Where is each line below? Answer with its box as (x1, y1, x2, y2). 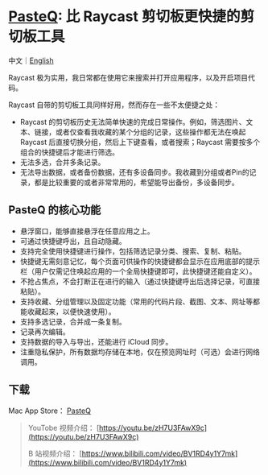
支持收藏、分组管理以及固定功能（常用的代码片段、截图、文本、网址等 (19, 296, 254, 306)
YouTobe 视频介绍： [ (27, 423, 100, 432)
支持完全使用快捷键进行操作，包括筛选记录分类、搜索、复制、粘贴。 (19, 246, 246, 256)
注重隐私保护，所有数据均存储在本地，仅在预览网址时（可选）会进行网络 (19, 347, 260, 357)
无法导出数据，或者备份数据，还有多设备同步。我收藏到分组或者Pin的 (19, 167, 249, 177)
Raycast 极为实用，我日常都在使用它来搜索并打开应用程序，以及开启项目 (8, 72, 249, 82)
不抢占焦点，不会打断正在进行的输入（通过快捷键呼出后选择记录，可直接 (19, 276, 260, 286)
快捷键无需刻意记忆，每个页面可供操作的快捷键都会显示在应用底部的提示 (19, 256, 260, 266)
